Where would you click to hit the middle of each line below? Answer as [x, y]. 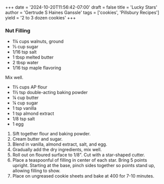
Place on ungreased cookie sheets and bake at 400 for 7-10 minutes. [83, 176]
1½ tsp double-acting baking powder [50, 92]
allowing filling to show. [36, 171]
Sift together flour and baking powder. [51, 134]
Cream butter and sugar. [37, 139]
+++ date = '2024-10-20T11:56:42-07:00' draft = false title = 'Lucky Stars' [81, 7]
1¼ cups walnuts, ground [38, 41]
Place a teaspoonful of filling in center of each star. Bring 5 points [80, 160]
